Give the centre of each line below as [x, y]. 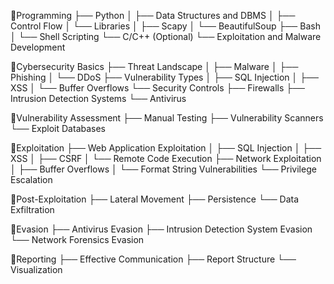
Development [38, 47]
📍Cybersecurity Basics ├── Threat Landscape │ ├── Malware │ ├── [154, 66]
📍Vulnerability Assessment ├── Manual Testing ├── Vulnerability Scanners [167, 118]
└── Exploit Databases [58, 128]
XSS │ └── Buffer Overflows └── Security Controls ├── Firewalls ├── [158, 88]
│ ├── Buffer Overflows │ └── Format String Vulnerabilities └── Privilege [163, 169]
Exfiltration [32, 209]
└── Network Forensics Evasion [77, 239]
